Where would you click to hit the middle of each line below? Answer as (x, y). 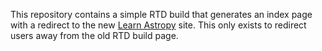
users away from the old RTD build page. (94, 35)
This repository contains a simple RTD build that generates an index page (161, 14)
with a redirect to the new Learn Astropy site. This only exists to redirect (158, 25)
